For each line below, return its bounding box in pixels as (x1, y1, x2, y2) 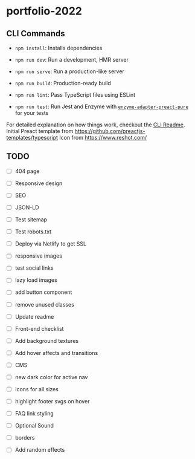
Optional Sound (14, 422, 54, 429)
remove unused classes (14, 301, 74, 308)
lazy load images (14, 276, 57, 284)
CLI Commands (6, 28, 65, 39)
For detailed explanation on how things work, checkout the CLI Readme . (6, 121, 185, 128)
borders (14, 434, 35, 441)
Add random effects (14, 446, 65, 454)
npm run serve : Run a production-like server (14, 68, 125, 75)
